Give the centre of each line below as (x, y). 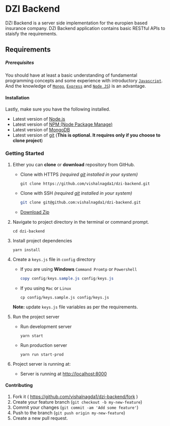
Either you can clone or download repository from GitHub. (74, 164)
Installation (17, 97)
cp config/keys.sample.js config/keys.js (64, 297)
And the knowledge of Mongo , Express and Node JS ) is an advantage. (76, 86)
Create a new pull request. (40, 418)
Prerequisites (20, 62)
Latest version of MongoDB (41, 129)
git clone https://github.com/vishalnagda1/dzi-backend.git (85, 184)
